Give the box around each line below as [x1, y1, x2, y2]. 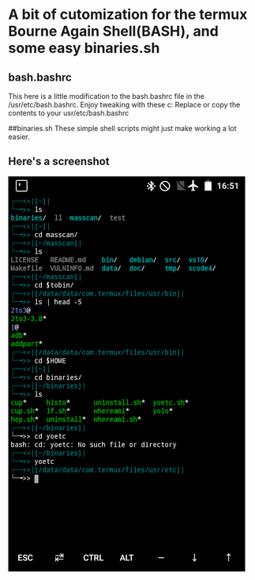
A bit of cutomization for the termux [8, 6, 248, 24]
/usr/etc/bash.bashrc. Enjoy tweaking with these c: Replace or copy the [8, 100, 241, 109]
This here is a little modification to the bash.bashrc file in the [8, 92, 205, 100]
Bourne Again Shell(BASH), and [8, 22, 219, 40]
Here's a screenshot [8, 155, 110, 168]
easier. [8, 132, 30, 141]
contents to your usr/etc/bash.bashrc [8, 108, 129, 118]
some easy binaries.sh [8, 40, 160, 57]
